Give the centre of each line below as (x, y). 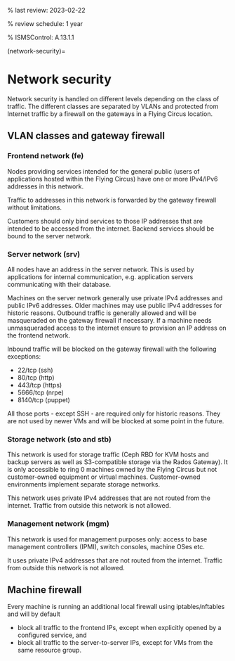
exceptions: (24, 356)
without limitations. (34, 207)
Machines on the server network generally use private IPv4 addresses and (115, 297)
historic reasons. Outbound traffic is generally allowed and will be (102, 313)
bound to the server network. (49, 236)
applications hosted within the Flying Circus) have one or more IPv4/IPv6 (113, 179)
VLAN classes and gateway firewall (86, 136)
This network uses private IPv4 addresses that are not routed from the (109, 498)
